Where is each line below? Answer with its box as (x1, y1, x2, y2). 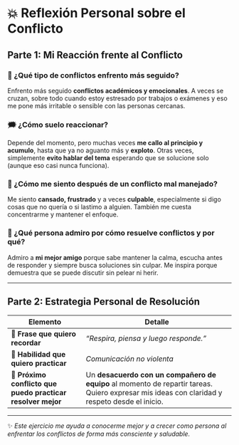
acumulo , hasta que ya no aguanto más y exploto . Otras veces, (7, 146, 194, 155)
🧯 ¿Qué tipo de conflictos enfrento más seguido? (7, 70, 179, 80)
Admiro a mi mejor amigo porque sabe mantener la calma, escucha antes (7, 253, 223, 261)
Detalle (144, 317, 169, 327)
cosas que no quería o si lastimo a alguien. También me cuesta (7, 203, 192, 211)
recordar (11, 337, 41, 347)
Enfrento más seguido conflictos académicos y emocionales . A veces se (7, 86, 224, 95)
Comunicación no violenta (85, 354, 174, 364)
